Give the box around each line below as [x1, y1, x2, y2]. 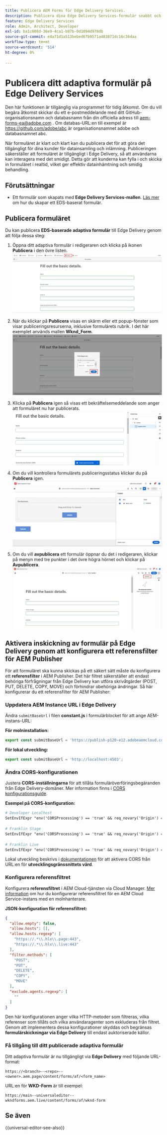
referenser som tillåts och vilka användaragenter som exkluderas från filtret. [5, 1019, 161, 1025]
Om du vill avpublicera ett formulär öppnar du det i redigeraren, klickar [12, 551, 158, 557]
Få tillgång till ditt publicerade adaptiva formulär [5, 1042, 124, 1049]
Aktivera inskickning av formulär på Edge [5, 639, 136, 648]
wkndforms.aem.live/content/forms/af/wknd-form [5, 1098, 106, 1103]
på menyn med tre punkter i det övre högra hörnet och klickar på [12, 556, 145, 562]
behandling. [5, 167, 30, 173]
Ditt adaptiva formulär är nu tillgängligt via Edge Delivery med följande [5, 1053, 150, 1059]
